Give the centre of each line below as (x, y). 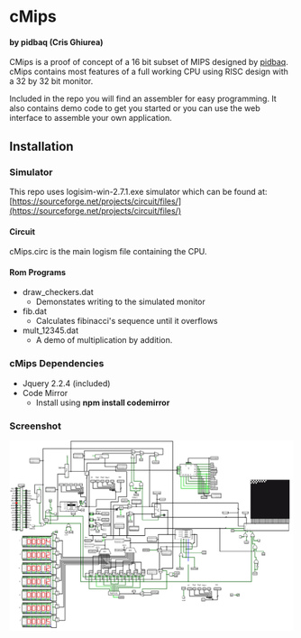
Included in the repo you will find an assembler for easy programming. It (143, 99)
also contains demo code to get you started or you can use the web (135, 108)
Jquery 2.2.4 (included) (66, 383)
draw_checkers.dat (58, 292)
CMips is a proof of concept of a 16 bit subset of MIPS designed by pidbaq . (149, 62)
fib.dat (34, 311)
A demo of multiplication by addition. (104, 340)
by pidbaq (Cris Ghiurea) (56, 42)
